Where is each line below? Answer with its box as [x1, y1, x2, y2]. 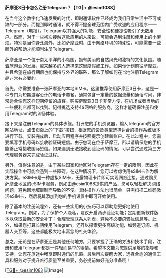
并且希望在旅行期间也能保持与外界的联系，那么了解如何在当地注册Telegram [5, 69, 159, 75]
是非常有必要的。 [5, 75, 40, 81]
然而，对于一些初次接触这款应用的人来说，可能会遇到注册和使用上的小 [13, 34, 157, 40]
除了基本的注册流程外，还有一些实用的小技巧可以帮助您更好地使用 [5, 203, 139, 209]
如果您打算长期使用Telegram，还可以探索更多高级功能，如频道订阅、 [13, 222, 154, 228]
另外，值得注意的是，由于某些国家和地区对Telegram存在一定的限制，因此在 [5, 162, 159, 168]
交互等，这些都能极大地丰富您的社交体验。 [13, 228, 100, 234]
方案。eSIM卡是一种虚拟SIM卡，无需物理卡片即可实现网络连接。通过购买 [9, 175, 158, 180]
